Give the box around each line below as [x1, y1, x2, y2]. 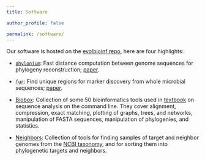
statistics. [15, 122, 40, 129]
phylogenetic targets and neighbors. [15, 147, 107, 155]
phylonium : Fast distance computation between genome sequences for [15, 59, 194, 67]
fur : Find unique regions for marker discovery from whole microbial [15, 78, 185, 85]
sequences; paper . [15, 84, 63, 92]
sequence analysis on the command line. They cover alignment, [15, 103, 176, 110]
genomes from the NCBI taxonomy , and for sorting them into [15, 140, 168, 148]
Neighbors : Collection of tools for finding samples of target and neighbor [15, 134, 199, 141]
